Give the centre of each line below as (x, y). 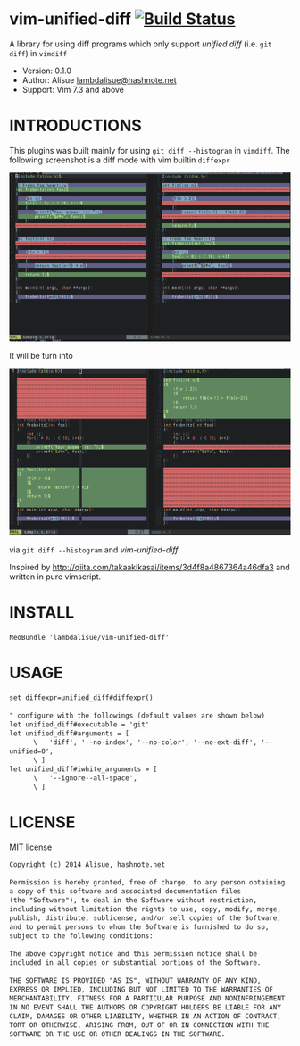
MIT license (31, 847)
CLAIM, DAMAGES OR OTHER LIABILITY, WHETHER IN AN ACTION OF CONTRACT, (145, 1017)
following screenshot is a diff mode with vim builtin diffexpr (120, 160)
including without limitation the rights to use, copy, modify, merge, (145, 909)
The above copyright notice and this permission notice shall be (133, 954)
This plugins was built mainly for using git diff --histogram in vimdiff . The (150, 150)
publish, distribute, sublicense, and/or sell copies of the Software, (145, 918)
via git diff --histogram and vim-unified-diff (94, 550)
